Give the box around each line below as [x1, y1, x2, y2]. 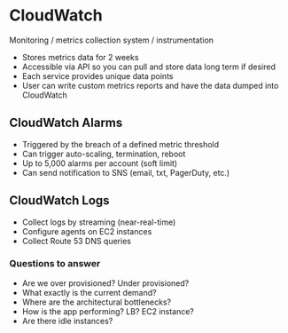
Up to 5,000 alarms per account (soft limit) [21, 157, 178, 169]
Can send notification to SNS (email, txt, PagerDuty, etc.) [21, 167, 230, 178]
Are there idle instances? [21, 315, 113, 326]
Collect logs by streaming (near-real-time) [21, 217, 176, 227]
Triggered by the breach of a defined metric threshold [21, 139, 220, 149]
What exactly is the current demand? [21, 287, 157, 297]
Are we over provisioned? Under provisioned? [21, 277, 190, 289]
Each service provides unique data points [21, 70, 174, 81]
